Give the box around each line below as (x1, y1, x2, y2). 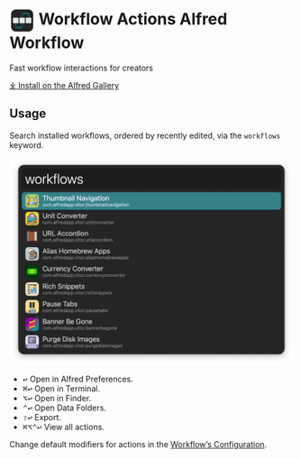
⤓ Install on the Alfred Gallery (9, 79, 120, 90)
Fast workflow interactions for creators (9, 62, 154, 73)
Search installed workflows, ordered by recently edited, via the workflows (9, 130, 281, 141)
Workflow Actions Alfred (38, 9, 228, 30)
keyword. (9, 139, 44, 151)
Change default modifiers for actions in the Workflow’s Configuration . (9, 439, 268, 450)
